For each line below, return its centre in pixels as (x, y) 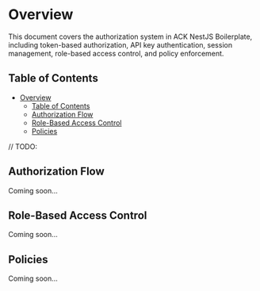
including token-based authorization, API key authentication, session (120, 44)
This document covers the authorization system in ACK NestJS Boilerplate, (130, 36)
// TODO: (23, 146)
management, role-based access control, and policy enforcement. (116, 53)
